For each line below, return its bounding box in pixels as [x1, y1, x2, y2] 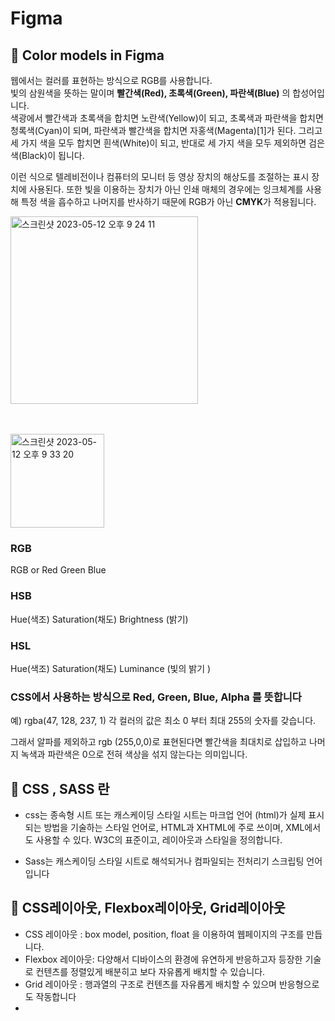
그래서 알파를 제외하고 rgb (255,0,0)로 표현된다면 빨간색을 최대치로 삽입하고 [10, 736, 307, 748]
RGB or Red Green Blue [10, 564, 107, 576]
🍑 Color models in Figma [10, 47, 165, 64]
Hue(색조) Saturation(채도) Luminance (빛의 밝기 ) [10, 662, 212, 674]
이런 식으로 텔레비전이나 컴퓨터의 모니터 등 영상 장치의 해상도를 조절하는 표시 [10, 171, 310, 182]
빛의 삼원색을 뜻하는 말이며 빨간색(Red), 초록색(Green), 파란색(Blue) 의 [10, 87, 291, 99]
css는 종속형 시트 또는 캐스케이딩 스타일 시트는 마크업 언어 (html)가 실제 [24, 809, 307, 821]
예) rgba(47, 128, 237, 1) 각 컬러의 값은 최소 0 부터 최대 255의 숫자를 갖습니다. [10, 715, 317, 727]
